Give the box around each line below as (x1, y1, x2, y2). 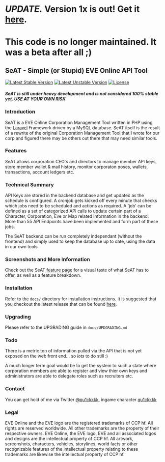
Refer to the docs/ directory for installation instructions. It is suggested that (5, 296, 157, 302)
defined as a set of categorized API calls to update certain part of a (5, 208, 141, 214)
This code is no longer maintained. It (5, 36, 157, 48)
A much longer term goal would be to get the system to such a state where (5, 363, 156, 369)
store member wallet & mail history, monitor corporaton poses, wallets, (5, 164, 148, 170)
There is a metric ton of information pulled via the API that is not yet (5, 348, 142, 354)
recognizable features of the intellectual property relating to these (5, 446, 138, 452)
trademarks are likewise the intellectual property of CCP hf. (5, 451, 125, 457)
